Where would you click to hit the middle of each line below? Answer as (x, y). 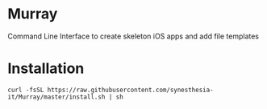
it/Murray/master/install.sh (56, 97)
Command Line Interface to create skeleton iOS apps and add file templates (133, 36)
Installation (46, 69)
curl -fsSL (26, 90)
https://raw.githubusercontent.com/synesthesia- (131, 90)
